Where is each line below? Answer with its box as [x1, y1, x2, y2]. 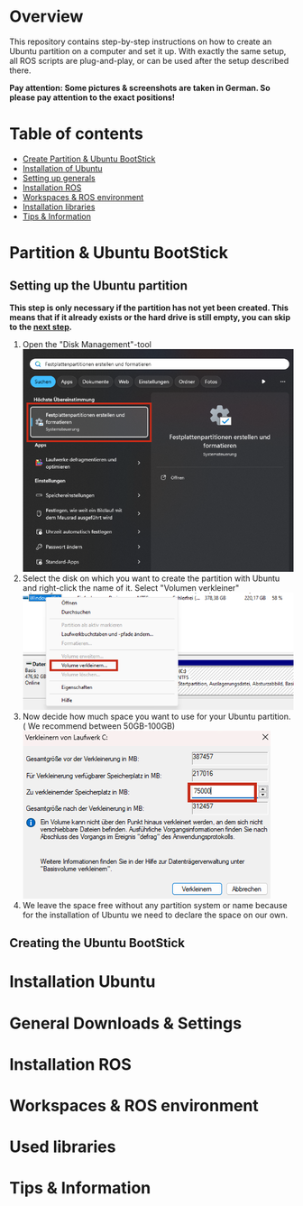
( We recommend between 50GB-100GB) [22, 720, 176, 732]
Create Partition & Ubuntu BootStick [22, 153, 156, 164]
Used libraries [9, 1137, 116, 1157]
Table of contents [9, 124, 144, 144]
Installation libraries [22, 201, 96, 212]
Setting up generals [22, 172, 96, 183]
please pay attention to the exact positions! [9, 92, 176, 103]
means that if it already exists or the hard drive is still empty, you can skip [9, 311, 291, 322]
